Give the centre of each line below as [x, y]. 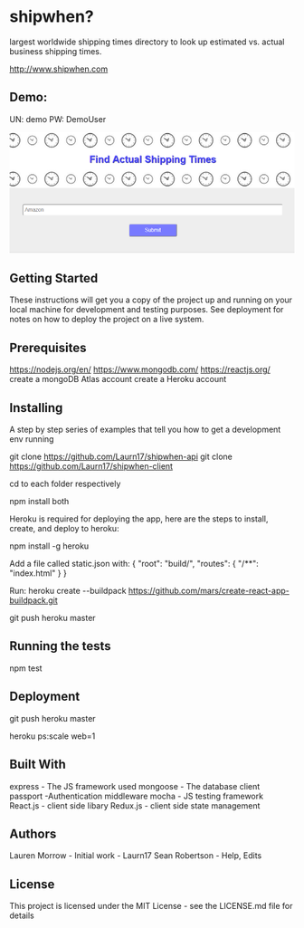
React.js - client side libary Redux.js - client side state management [135, 805]
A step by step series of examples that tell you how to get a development [145, 430]
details [22, 915]
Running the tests [60, 646]
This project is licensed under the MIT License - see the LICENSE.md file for [151, 906]
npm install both [39, 502]
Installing [36, 408]
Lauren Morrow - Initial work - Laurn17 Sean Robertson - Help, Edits [136, 856]
